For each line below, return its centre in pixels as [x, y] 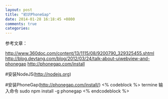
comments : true [21, 24]
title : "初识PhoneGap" [28, 14]
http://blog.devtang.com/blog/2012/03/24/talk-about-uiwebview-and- [78, 58]
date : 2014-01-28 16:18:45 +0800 [40, 19]
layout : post [19, 10]
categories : [18, 28]
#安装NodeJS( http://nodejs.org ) [38, 74]
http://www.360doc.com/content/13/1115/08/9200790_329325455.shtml [80, 53]
